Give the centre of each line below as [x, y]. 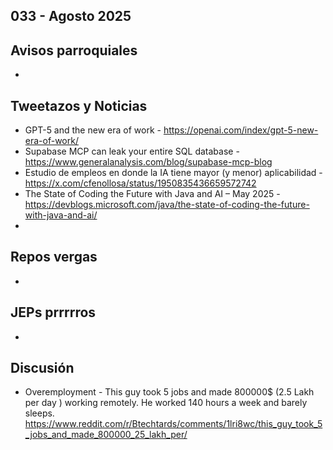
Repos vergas [54, 257]
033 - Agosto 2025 [71, 16]
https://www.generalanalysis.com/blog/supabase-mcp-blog [148, 162]
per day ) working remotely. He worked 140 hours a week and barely [166, 403]
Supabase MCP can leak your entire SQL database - [132, 151]
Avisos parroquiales [74, 50]
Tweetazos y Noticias [79, 105]
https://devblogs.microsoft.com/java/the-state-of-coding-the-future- [167, 205]
